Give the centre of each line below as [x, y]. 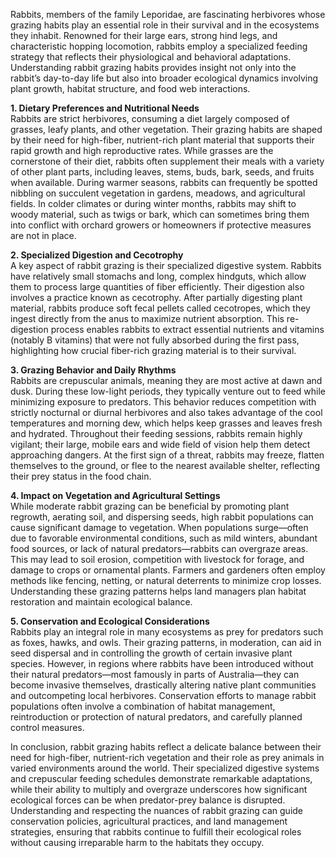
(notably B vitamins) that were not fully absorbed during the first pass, [155, 340]
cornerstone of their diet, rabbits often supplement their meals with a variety [167, 161]
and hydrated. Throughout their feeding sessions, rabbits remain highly [156, 433]
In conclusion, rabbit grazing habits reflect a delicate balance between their [166, 747]
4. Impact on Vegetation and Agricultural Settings [115, 495]
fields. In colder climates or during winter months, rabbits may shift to [153, 203]
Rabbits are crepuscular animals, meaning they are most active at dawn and [166, 380]
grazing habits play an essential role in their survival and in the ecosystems [165, 25]
